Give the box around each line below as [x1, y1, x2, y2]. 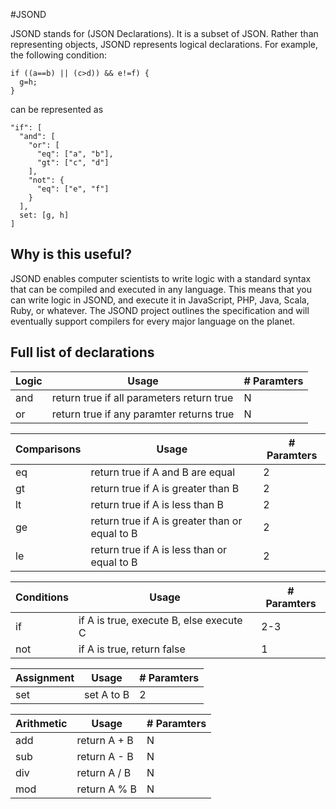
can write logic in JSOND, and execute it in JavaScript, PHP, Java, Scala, [10, 294, 310, 306]
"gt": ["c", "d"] [36, 158, 110, 168]
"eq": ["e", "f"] [36, 184, 110, 194]
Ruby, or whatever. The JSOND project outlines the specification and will [10, 304, 310, 316]
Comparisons [15, 442, 82, 456]
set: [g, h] [19, 210, 70, 220]
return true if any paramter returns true [51, 407, 235, 421]
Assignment [15, 670, 75, 684]
